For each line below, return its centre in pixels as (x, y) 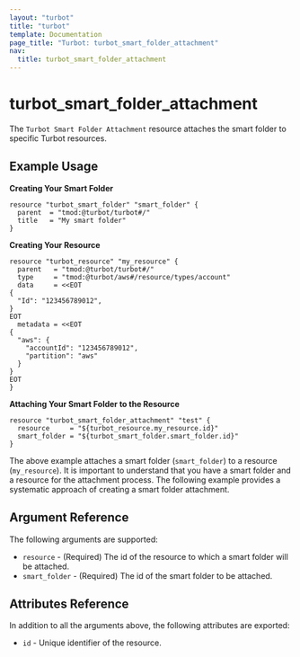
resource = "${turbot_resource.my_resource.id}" (118, 428)
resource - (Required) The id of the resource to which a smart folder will (155, 556)
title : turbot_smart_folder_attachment (92, 59)
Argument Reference (69, 518)
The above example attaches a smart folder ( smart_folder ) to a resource (143, 460)
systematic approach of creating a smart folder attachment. (119, 489)
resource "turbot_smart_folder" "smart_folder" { (104, 204)
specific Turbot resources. (58, 138)
